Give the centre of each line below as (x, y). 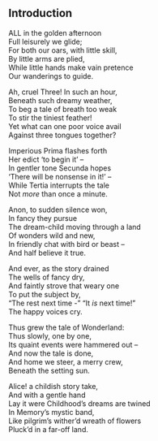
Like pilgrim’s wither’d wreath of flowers (75, 421)
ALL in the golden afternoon (55, 32)
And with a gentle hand (47, 395)
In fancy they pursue (43, 218)
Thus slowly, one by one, (50, 335)
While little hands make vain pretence (71, 67)
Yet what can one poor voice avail (65, 126)
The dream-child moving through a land (75, 227)
